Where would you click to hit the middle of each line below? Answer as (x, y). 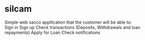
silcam (18, 9)
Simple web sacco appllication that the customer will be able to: (68, 22)
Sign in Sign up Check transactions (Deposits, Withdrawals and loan (72, 27)
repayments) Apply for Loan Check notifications (52, 32)
